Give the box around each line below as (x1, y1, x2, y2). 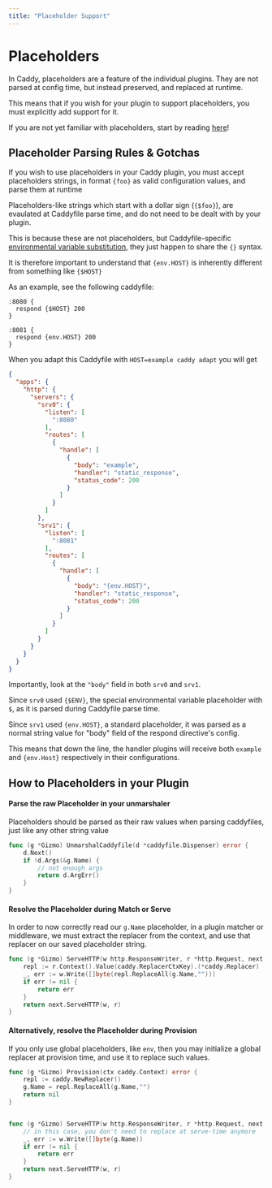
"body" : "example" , (73, 460, 140, 469)
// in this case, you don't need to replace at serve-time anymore (23, 1127, 256, 1135)
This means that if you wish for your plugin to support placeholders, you (8, 98, 250, 108)
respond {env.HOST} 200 (15, 334, 96, 342)
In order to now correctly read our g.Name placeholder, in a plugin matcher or (8, 922, 264, 932)
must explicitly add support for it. (8, 106, 119, 116)
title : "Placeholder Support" (8, 11, 111, 20)
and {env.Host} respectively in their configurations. (8, 753, 180, 762)
